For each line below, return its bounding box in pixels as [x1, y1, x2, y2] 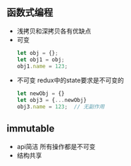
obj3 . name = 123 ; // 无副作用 [16, 103, 105, 110]
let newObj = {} [16, 90, 65, 97]
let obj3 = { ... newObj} [16, 97, 87, 104]
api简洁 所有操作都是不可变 [16, 142, 96, 151]
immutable [6, 122, 55, 135]
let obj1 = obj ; [16, 56, 65, 63]
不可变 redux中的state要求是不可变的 [16, 76, 124, 84]
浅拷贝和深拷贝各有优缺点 [16, 27, 92, 35]
